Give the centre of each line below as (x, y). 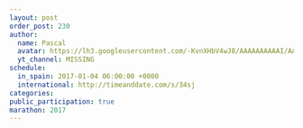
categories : (32, 93)
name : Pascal (42, 43)
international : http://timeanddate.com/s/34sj (106, 85)
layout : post (34, 18)
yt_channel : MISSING (56, 59)
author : (24, 34)
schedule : (28, 69)
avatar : (32, 51)
